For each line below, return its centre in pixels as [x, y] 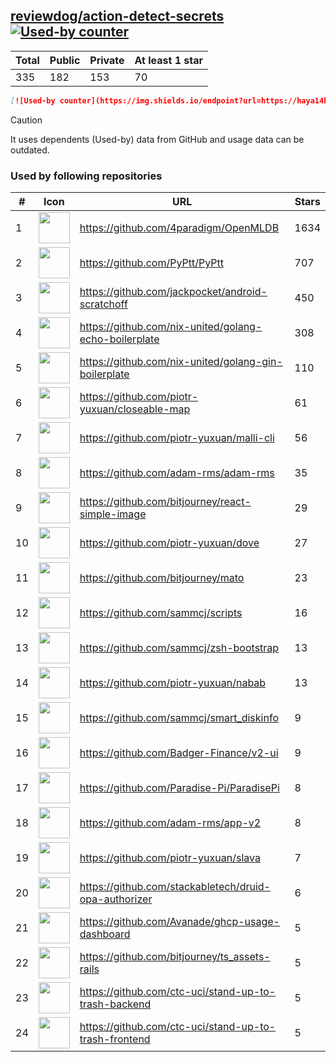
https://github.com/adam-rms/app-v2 [170, 822]
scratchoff [103, 304]
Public [65, 60]
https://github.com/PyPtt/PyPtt [151, 262]
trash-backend [115, 1004]
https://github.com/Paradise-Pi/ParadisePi [179, 787]
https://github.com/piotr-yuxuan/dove [169, 542]
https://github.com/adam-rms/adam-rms [177, 472]
